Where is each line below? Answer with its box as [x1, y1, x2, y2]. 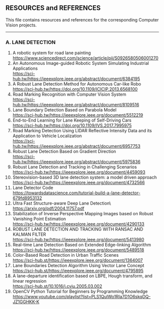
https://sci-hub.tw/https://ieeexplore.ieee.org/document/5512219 [12, 112, 143, 118]
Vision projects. [5, 22, 37, 28]
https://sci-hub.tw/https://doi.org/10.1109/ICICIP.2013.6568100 [12, 86, 138, 92]
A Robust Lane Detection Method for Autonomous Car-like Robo [12, 81, 142, 87]
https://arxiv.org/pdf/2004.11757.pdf [12, 206, 85, 211]
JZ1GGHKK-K [12, 299, 39, 305]
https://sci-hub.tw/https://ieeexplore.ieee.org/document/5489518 [12, 247, 145, 253]
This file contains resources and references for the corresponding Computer [5, 17, 159, 22]
